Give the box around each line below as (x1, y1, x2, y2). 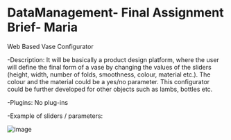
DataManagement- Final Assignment (7, 5, 224, 21)
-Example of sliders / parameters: (7, 112, 103, 120)
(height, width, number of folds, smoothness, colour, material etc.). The (7, 70, 211, 79)
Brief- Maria (7, 19, 78, 35)
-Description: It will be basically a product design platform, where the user (7, 55, 220, 63)
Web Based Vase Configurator (7, 42, 94, 50)
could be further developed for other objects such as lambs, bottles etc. (7, 85, 213, 93)
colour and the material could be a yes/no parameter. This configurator (7, 77, 210, 86)
